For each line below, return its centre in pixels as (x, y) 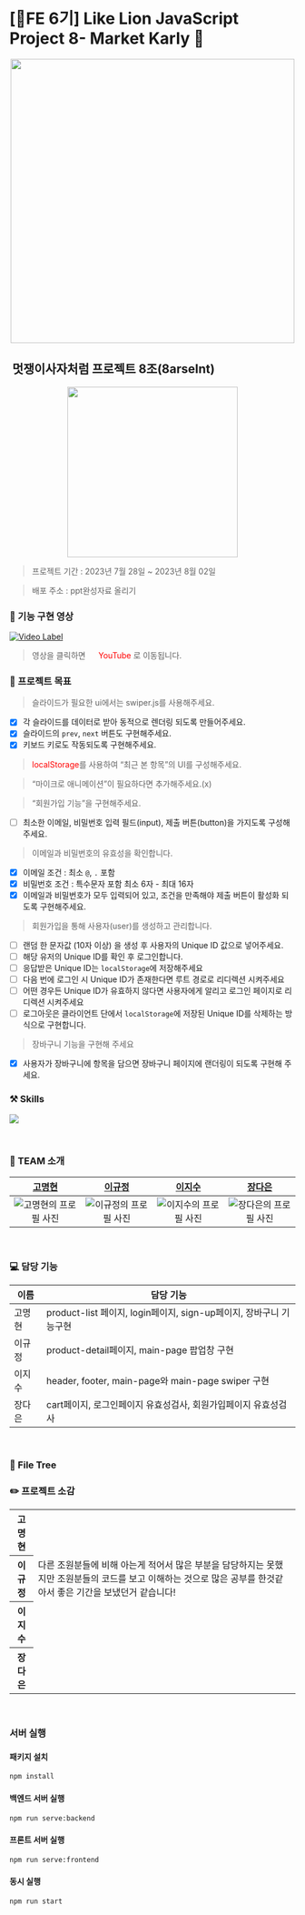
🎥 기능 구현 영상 (42, 617)
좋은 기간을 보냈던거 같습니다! (117, 1592)
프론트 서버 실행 (37, 1840)
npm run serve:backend (52, 1818)
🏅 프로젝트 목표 (40, 681)
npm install (32, 1777)
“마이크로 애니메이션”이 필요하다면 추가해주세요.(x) (122, 784)
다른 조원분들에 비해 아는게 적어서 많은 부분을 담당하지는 (151, 1565)
